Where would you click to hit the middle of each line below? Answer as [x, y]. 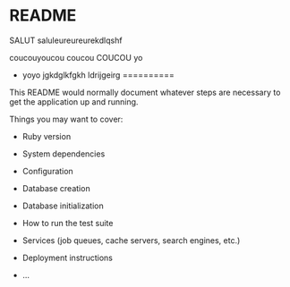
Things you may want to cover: [66, 119]
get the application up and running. [74, 101]
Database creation [56, 188]
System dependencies [64, 154]
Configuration [47, 171]
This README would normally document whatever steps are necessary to [145, 92]
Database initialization [63, 206]
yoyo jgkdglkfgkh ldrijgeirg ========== [98, 75]
